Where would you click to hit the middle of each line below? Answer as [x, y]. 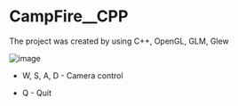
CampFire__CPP [69, 16]
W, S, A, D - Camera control [72, 75]
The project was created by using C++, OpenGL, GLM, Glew [119, 41]
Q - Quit [36, 93]
